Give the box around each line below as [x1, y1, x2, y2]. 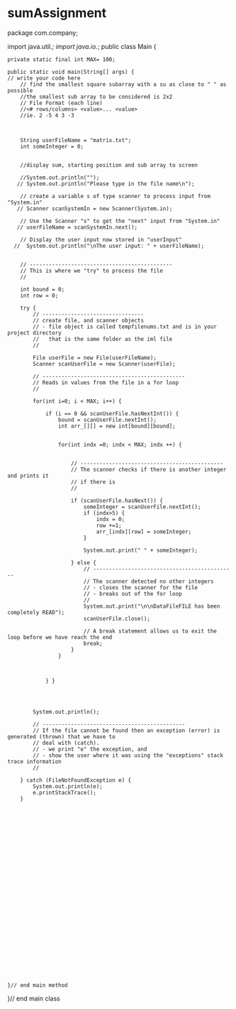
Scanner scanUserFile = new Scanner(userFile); [33, 360, 176, 367]
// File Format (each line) [20, 99, 103, 107]
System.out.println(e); [33, 782, 103, 790]
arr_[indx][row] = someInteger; [96, 528, 192, 535]
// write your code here [7, 75, 81, 82]
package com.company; [7, 28, 78, 37]
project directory [7, 329, 62, 337]
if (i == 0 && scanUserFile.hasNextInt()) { [45, 410, 179, 417]
